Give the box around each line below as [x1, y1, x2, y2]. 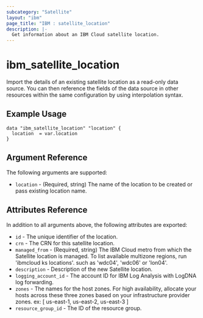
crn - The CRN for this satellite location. [15, 239, 115, 246]
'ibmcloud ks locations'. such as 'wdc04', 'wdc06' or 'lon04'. [15, 259, 168, 266]
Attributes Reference [6, 205, 88, 215]
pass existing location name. [15, 187, 87, 194]
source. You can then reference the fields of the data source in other [6, 85, 179, 92]
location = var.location [12, 130, 78, 136]
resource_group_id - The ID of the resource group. [15, 304, 142, 312]
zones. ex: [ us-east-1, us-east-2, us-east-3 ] [15, 298, 129, 305]
